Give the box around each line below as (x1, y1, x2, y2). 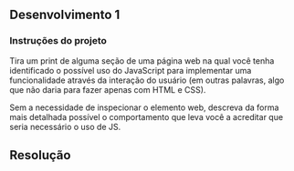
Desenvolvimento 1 (9, 7, 121, 23)
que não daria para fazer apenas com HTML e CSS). (9, 84, 206, 95)
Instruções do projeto (9, 35, 108, 47)
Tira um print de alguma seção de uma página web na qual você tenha (9, 55, 275, 66)
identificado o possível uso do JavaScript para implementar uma (9, 65, 252, 75)
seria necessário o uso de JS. (9, 121, 121, 132)
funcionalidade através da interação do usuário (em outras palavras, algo (9, 75, 285, 85)
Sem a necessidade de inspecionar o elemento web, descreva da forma (9, 102, 279, 113)
